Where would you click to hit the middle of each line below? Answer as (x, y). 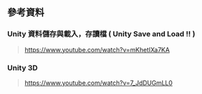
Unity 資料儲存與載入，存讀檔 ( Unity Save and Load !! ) (101, 34)
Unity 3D (23, 68)
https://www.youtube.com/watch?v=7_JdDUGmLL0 (99, 83)
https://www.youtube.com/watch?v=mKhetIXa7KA (97, 49)
